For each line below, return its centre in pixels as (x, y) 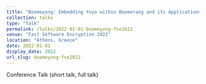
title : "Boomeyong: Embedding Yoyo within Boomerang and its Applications (104, 12)
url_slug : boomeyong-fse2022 (44, 57)
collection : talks (30, 18)
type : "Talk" (23, 23)
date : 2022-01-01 (29, 46)
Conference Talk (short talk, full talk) (52, 74)
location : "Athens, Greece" (42, 40)
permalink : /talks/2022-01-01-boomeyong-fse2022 (70, 29)
